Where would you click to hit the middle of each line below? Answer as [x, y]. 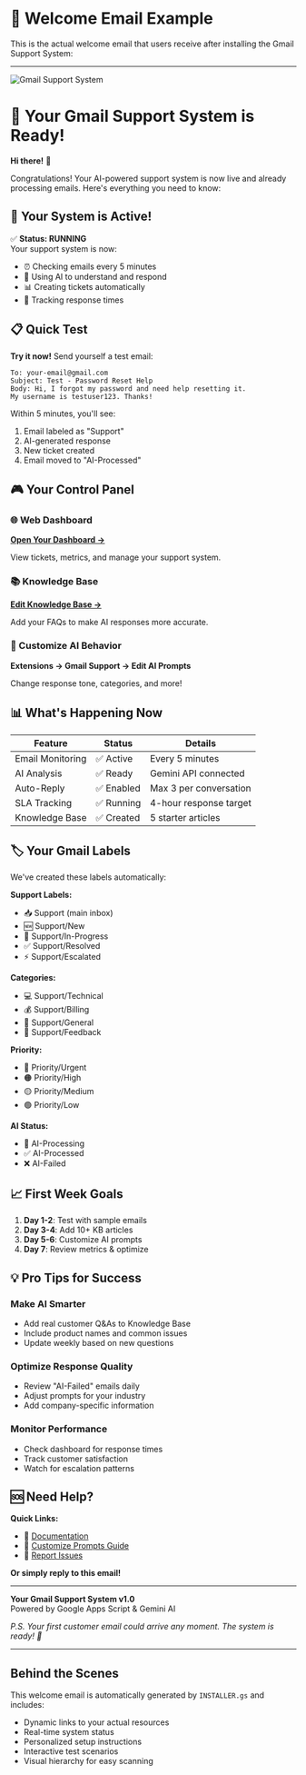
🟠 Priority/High [52, 1078]
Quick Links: [35, 1519]
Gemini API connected [197, 773]
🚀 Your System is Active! [81, 217]
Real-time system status [69, 1732]
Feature [51, 743]
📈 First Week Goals [67, 1194]
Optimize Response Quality [72, 1366]
